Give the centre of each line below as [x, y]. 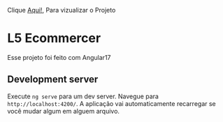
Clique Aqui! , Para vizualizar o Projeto [62, 10]
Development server [53, 79]
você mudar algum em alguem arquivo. [64, 111]
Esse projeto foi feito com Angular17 [59, 57]
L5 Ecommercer [54, 38]
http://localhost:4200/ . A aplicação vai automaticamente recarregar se [111, 103]
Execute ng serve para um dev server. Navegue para [83, 96]
